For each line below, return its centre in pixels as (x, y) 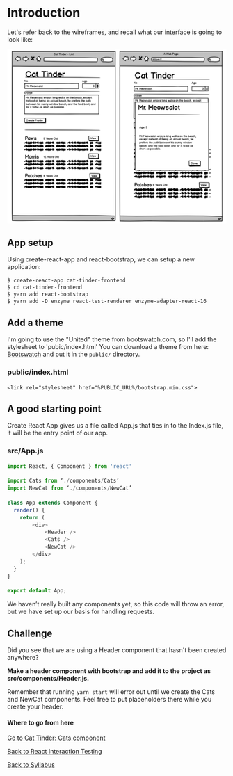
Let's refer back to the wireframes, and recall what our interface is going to (115, 32)
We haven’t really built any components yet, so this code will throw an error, (116, 604)
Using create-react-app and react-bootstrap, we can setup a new (101, 259)
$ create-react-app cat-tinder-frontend (67, 281)
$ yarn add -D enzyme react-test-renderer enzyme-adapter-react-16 (107, 301)
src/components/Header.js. (48, 679)
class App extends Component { (53, 503)
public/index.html (38, 372)
